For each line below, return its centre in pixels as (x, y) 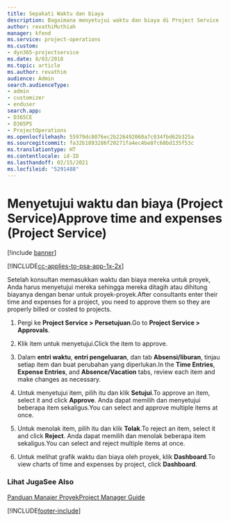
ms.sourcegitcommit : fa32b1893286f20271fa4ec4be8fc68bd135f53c (101, 143)
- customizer (26, 98)
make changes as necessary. (59, 379)
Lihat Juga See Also (41, 482)
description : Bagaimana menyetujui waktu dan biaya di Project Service (113, 20)
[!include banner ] (32, 252)
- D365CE (20, 117)
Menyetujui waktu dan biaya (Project (115, 203)
